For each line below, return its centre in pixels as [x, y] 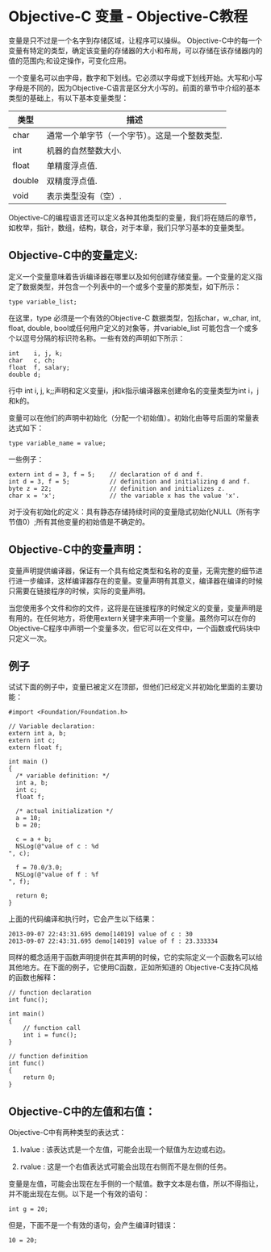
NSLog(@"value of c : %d [57, 847]
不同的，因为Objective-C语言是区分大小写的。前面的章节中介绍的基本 [145, 88]
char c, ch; [32, 360]
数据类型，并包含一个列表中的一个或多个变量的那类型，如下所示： [132, 287]
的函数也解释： [33, 978]
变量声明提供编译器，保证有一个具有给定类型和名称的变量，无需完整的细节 [132, 571]
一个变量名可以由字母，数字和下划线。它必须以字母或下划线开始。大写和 [128, 77]
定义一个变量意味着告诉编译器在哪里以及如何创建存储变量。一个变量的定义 [132, 276]
